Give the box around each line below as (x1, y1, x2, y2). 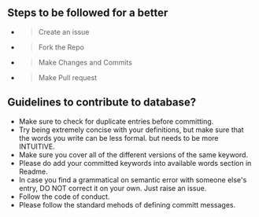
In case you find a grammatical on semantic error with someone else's (18, 175, 247, 184)
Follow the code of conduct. (18, 192, 110, 201)
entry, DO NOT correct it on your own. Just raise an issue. (18, 183, 207, 193)
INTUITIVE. (18, 142, 56, 151)
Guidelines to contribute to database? (7, 96, 197, 109)
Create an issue (38, 27, 90, 36)
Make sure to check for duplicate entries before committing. (18, 116, 214, 126)
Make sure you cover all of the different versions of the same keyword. (18, 149, 249, 160)
